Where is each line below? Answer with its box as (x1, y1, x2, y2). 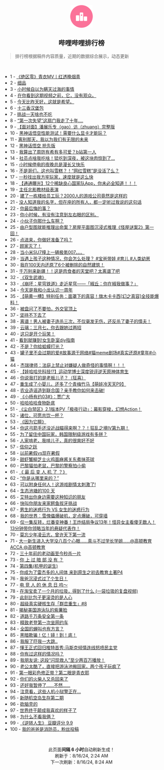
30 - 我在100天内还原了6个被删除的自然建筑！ (9, 262, 105, 268)
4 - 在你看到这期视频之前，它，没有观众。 (9, 92, 96, 98)
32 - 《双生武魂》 (9, 274, 46, 280)
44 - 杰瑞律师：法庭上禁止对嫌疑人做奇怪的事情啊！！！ (9, 362, 126, 368)
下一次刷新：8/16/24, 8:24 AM (50, 759, 113, 765)
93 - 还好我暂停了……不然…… (9, 682, 70, 688)
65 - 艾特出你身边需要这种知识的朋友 (9, 494, 86, 500)
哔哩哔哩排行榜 (58, 39, 105, 47)
